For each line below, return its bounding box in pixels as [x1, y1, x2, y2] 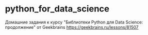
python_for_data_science [5, 3, 110, 14]
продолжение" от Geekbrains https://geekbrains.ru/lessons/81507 [5, 24, 139, 30]
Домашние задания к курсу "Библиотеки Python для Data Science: [5, 19, 143, 25]
